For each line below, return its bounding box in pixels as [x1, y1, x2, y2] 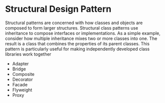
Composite [12, 71, 35, 77]
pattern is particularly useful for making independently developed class [5, 46, 150, 52]
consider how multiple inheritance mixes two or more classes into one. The [5, 35, 158, 41]
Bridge [12, 66, 26, 72]
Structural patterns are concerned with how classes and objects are [5, 20, 143, 26]
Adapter [12, 61, 29, 67]
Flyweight [12, 87, 33, 93]
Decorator [12, 76, 33, 82]
